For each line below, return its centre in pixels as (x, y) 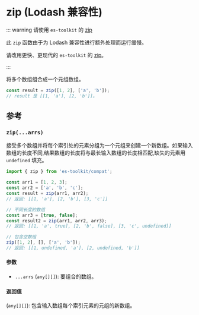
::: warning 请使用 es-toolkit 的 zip (49, 30)
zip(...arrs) (25, 132)
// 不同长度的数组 (26, 210)
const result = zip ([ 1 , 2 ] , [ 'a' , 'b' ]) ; (58, 90)
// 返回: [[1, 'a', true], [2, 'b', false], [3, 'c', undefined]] (89, 226)
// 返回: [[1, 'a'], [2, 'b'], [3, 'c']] (57, 199)
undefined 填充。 (27, 160)
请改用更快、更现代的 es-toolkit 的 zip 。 (57, 55)
